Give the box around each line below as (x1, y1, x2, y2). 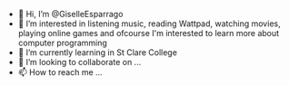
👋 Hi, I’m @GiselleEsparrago (17, 9, 124, 19)
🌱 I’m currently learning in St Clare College (17, 47, 177, 58)
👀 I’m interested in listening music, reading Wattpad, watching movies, (17, 18, 281, 29)
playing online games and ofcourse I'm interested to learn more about (17, 28, 280, 38)
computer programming (17, 37, 107, 48)
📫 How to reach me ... (17, 67, 103, 77)
